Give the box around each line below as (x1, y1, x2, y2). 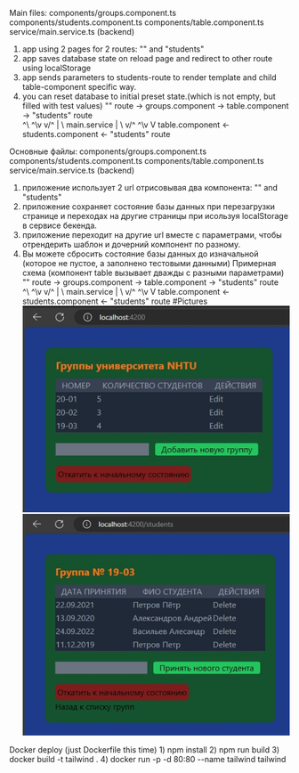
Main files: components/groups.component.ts (9, 8, 176, 18)
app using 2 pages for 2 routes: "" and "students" (21, 44, 205, 54)
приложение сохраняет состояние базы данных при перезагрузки (21, 201, 276, 212)
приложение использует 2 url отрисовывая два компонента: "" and (21, 183, 279, 192)
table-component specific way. (21, 82, 137, 92)
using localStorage (21, 62, 92, 73)
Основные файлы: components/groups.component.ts (9, 146, 207, 157)
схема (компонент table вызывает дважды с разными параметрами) (21, 267, 285, 278)
